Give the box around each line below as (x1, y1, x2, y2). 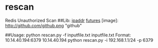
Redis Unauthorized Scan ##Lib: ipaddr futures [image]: (5, 17, 119, 23)
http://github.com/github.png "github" (5, 22, 82, 28)
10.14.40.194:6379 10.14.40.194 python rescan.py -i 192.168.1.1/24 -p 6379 (5, 37, 154, 43)
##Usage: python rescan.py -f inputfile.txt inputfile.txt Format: (5, 32, 131, 38)
